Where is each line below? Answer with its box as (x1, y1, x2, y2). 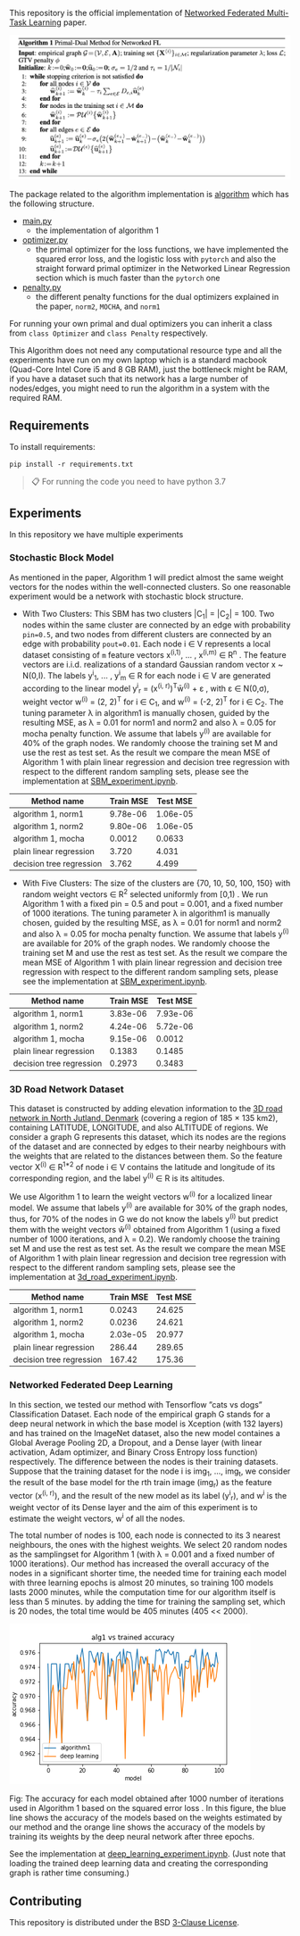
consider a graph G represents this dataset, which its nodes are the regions (9, 1132, 287, 1142)
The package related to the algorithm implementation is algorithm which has (9, 188, 289, 199)
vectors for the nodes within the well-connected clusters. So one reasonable (9, 581, 291, 592)
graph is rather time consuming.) (9, 1867, 129, 1878)
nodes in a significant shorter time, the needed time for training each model (9, 1568, 287, 1579)
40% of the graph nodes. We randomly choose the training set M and (21, 738, 279, 749)
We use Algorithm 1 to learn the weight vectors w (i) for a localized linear (9, 1190, 272, 1202)
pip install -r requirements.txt (9, 460, 134, 469)
